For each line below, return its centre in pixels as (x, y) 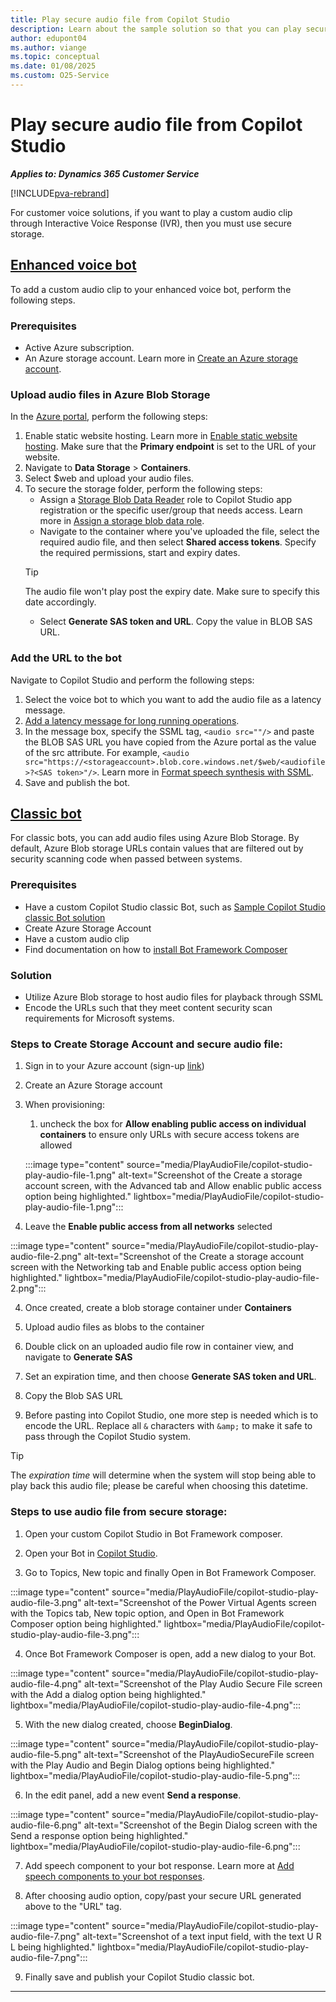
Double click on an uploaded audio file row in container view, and (159, 1347)
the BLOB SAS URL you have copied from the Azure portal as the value (170, 742)
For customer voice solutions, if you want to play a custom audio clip (151, 212)
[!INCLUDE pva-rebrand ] (60, 193)
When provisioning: (64, 1105)
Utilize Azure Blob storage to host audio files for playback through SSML (174, 997)
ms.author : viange (48, 47)
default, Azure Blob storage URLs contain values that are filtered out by (157, 848)
